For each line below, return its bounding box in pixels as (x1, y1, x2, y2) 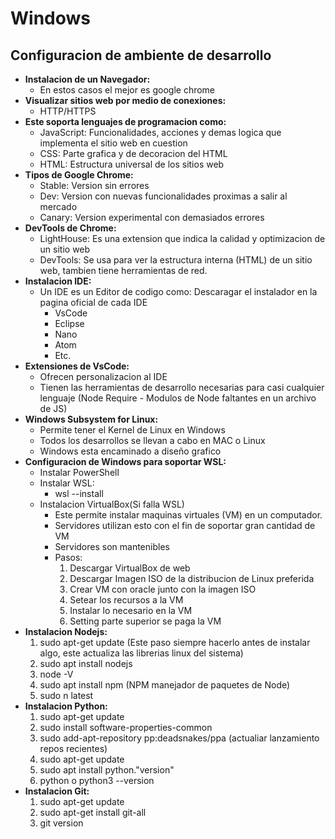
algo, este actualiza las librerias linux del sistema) (39, 647, 244, 659)
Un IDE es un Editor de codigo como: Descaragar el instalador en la (39, 286, 318, 297)
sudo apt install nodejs (39, 658, 133, 669)
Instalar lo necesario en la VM (69, 605, 193, 616)
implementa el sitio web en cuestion (39, 137, 188, 149)
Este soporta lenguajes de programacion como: (24, 116, 227, 127)
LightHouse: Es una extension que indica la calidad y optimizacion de (39, 233, 326, 244)
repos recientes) (39, 743, 108, 754)
